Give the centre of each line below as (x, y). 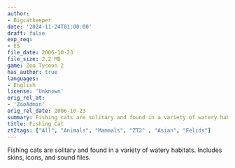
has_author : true (33, 72)
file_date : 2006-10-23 (40, 53)
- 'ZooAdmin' (26, 105)
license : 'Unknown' (36, 91)
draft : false (26, 33)
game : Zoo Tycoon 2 (36, 66)
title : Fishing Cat (36, 124)
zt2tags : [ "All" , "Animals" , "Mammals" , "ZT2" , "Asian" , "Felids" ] (109, 130)
